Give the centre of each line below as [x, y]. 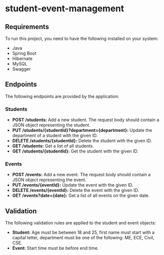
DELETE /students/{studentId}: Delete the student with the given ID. [82, 141]
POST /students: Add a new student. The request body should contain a [86, 120]
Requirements [27, 27]
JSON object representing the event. [49, 180]
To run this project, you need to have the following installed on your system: [82, 38]
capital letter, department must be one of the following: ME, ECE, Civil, [83, 238]
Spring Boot [24, 53]
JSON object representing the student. [51, 125]
